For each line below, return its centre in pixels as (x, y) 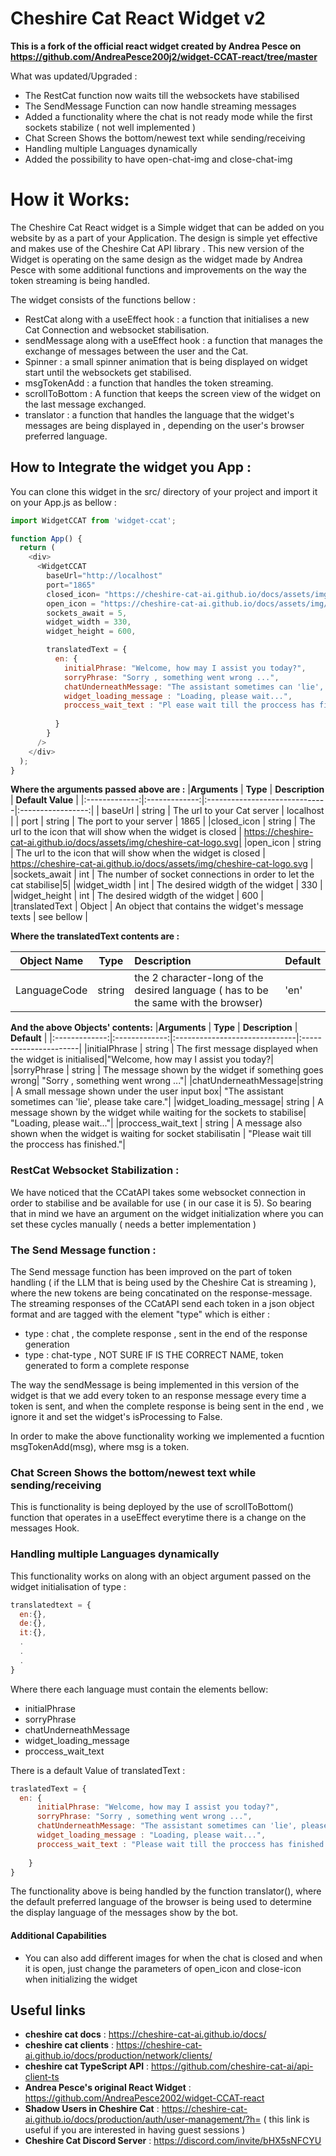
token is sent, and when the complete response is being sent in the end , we (167, 1406)
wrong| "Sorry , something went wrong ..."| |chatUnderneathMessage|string (167, 1081)
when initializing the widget (81, 1979)
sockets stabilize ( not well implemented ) (110, 127)
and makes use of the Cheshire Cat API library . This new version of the (157, 248)
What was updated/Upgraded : (74, 76)
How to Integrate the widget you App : (131, 467)
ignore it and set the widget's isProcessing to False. (116, 1417)
